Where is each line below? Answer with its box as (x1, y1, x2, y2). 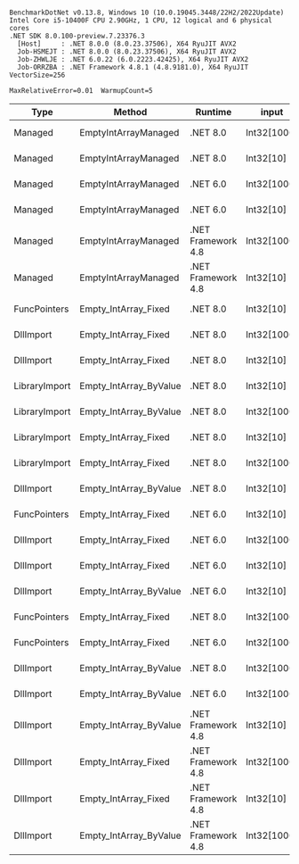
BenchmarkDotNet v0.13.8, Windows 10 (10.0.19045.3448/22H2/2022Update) (9, 8, 285, 17)
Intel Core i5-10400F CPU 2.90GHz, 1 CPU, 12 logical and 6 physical (9, 16, 273, 25)
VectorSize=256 (9, 71, 66, 79)
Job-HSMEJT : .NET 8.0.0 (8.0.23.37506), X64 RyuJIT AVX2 (17, 47, 238, 56)
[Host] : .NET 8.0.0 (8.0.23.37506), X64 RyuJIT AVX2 (17, 39, 238, 48)
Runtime (195, 106, 232, 118)
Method (113, 106, 148, 118)
